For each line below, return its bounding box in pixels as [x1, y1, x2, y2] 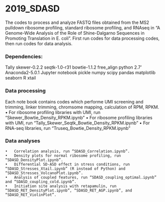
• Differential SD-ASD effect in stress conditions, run [5, 162, 130, 167]
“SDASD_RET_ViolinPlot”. [5, 192, 57, 197]
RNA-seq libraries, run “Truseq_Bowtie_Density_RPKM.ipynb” [5, 125, 131, 131]
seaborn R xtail [5, 75, 36, 81]
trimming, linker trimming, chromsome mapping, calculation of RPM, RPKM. [5, 104, 160, 110]
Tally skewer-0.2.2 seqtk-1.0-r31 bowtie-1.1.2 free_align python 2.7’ [5, 64, 142, 70]
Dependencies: [5, 53, 43, 60]
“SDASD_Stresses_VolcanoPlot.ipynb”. [5, 170, 83, 176]
